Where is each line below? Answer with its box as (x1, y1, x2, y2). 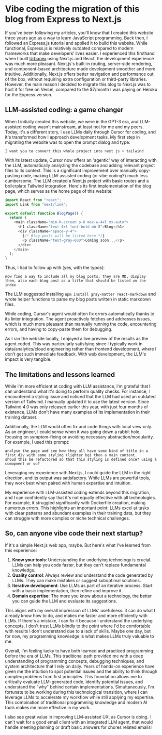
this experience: (5, 547, 37, 553)
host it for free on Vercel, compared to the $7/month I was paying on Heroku (5, 86, 158, 92)
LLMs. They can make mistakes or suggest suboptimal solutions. (12, 577, 141, 583)
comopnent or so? (5, 461, 40, 466)
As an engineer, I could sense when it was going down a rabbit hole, (5, 429, 141, 434)
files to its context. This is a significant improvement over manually (5, 167, 138, 173)
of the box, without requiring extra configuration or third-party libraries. (5, 76, 147, 82)
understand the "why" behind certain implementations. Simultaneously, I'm (5, 684, 154, 690)
